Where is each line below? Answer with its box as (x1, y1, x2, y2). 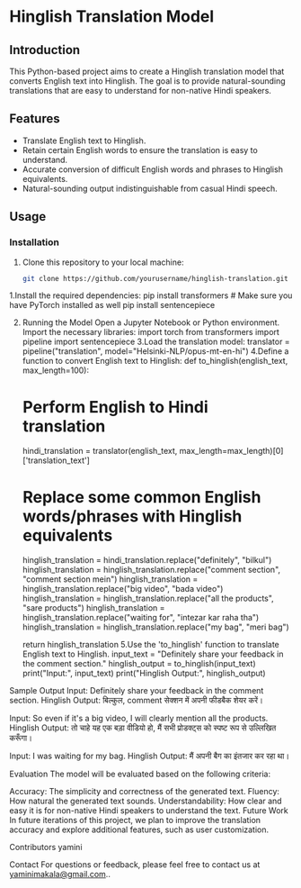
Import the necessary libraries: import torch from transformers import (22, 327, 280, 338)
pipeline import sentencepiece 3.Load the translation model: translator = (22, 336, 290, 348)
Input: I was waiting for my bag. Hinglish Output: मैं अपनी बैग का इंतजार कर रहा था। (9, 750, 290, 762)
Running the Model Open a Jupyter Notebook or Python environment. (22, 317, 280, 328)
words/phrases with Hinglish (22, 506, 243, 526)
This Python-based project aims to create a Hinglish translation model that (9, 66, 285, 77)
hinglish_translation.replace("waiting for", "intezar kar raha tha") (22, 612, 260, 623)
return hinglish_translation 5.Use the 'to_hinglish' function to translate (22, 639, 280, 650)
